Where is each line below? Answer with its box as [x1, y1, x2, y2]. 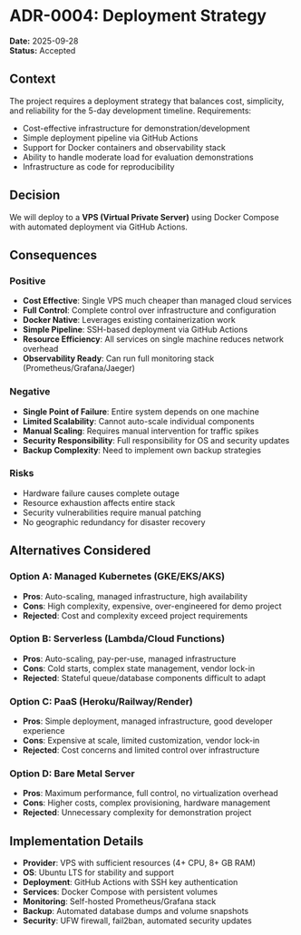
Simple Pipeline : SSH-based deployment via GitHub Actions [22, 324, 248, 336]
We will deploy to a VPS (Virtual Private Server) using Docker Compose [9, 211, 279, 222]
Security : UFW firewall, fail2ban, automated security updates [22, 915, 252, 926]
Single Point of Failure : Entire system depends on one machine [22, 405, 260, 417]
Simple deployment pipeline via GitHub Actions [22, 132, 199, 143]
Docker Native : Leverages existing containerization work [22, 315, 236, 326]
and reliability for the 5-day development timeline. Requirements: [9, 105, 252, 116]
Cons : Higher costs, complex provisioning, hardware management [22, 797, 271, 808]
